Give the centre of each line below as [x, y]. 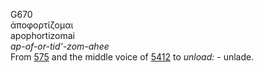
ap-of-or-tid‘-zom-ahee [60, 46]
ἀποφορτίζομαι [42, 25]
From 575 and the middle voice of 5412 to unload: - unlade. [132, 57]
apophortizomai [42, 35]
